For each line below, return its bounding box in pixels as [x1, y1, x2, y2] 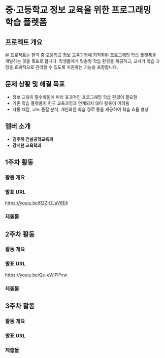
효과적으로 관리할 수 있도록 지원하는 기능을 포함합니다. [14, 65, 118, 70]
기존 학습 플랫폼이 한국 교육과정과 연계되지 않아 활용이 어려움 [12, 100, 130, 106]
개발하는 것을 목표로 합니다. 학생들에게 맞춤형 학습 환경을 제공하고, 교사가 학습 [5, 58, 155, 64]
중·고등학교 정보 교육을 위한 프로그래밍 [5, 4, 151, 16]
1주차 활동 [5, 158, 33, 166]
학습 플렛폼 [5, 17, 47, 28]
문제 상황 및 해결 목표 [5, 80, 65, 89]
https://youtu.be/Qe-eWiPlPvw [5, 272, 67, 278]
